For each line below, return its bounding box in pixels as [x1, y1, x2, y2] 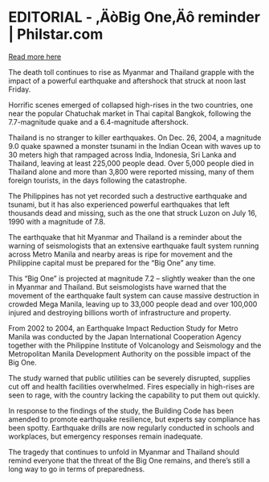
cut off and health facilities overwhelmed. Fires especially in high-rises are [8, 381, 255, 391]
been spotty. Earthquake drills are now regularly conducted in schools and [8, 422, 255, 432]
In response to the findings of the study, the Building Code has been [8, 406, 234, 415]
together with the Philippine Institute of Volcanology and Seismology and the [8, 340, 262, 350]
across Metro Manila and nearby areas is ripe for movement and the [8, 249, 233, 259]
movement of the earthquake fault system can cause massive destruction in [8, 290, 259, 300]
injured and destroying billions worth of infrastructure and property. [8, 307, 231, 317]
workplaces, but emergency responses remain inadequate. [8, 431, 203, 441]
